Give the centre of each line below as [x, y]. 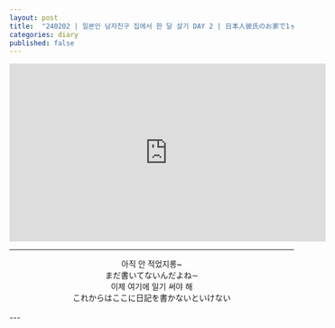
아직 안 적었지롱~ [152, 264]
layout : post [34, 18]
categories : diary [44, 34]
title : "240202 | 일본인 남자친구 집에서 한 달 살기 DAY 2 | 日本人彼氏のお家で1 [150, 26]
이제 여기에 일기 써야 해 [152, 286]
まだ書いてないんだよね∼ [152, 276]
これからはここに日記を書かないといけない [152, 298]
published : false [42, 43]
